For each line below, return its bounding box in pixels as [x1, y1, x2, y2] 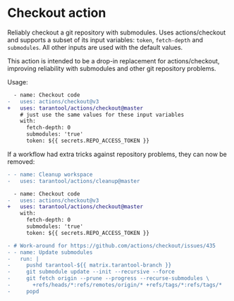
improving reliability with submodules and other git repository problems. [7, 64, 216, 72]
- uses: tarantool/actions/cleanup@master [7, 177, 140, 184]
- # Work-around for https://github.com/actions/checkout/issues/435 [7, 242, 216, 249]
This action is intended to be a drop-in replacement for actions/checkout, [7, 56, 220, 65]
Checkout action [7, 5, 106, 21]
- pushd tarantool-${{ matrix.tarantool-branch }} [7, 262, 172, 269]
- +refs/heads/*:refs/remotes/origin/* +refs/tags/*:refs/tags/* [7, 281, 222, 289]
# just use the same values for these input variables [20, 111, 185, 118]
